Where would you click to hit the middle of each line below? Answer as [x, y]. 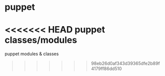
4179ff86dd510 [107, 69]
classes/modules [41, 40]
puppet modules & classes [32, 54]
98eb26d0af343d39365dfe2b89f [125, 64]
